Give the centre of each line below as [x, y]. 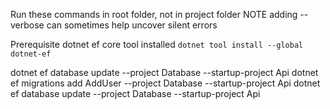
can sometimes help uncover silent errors [132, 25]
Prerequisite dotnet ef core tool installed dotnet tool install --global [157, 44]
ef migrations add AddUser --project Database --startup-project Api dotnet [165, 83]
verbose [27, 25]
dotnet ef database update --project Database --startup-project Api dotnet [164, 72]
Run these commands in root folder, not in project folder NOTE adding [154, 14]
